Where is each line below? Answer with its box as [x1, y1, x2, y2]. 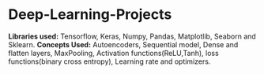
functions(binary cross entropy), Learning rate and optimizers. [8, 57, 211, 66]
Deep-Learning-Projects [8, 6, 172, 24]
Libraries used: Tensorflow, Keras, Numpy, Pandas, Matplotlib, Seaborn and [8, 31, 257, 41]
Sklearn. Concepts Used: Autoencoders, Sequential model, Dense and [8, 39, 239, 49]
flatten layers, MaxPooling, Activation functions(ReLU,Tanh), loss [8, 48, 219, 57]
